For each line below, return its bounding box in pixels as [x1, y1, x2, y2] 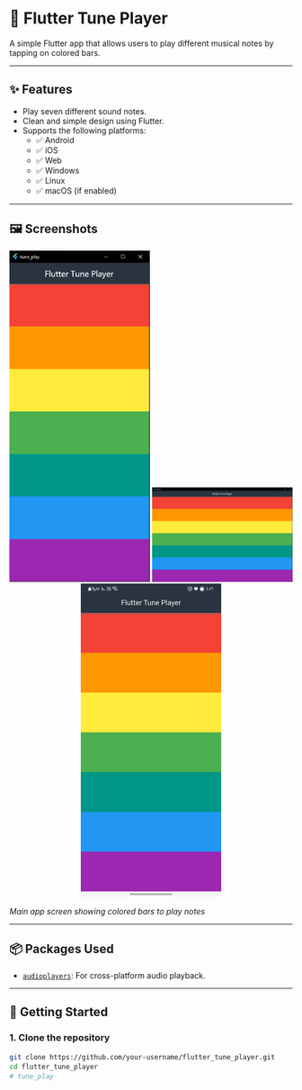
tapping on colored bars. [9, 47, 101, 58]
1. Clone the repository [9, 1031, 111, 1044]
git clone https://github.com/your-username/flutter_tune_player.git [9, 1053, 276, 1062]
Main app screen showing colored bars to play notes [9, 905, 205, 916]
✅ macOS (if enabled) [35, 185, 117, 196]
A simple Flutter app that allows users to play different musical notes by [9, 38, 274, 49]
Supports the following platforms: [22, 125, 147, 136]
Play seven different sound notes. [22, 105, 147, 116]
